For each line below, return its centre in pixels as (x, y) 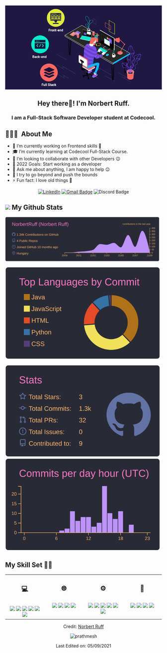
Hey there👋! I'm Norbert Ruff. (83, 104)
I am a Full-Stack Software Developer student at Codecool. (83, 118)
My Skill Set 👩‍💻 (29, 565)
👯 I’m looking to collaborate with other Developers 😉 (66, 158)
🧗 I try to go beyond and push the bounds (55, 174)
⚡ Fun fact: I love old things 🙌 (42, 180)
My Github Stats (37, 208)
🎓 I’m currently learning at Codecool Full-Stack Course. (70, 151)
